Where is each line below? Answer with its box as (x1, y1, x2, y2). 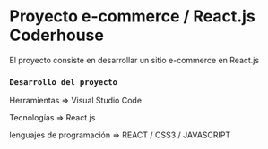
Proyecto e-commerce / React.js (9, 6, 255, 27)
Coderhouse (9, 25, 105, 46)
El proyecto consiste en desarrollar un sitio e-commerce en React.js (9, 54, 260, 65)
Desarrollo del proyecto (9, 77, 118, 87)
